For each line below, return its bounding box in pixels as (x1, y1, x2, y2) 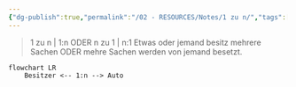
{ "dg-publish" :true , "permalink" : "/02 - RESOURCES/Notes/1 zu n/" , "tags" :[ (8, 12, 291, 22)
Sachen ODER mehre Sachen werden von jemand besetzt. (29, 46, 243, 57)
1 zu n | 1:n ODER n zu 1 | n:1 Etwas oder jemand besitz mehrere (29, 37, 262, 47)
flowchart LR (8, 63, 57, 72)
